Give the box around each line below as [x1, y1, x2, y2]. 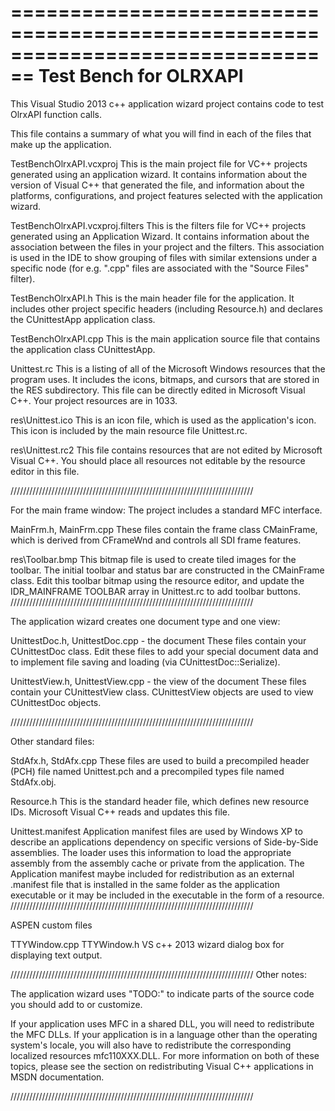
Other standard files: [10, 735, 95, 747]
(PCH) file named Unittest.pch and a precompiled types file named [10, 765, 285, 777]
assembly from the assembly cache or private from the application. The [10, 857, 305, 869]
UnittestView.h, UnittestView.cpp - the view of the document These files [10, 675, 307, 687]
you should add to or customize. [10, 998, 143, 1010]
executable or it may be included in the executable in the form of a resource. [10, 889, 325, 901]
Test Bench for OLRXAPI [38, 65, 244, 88]
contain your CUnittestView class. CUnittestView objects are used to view [10, 686, 314, 698]
